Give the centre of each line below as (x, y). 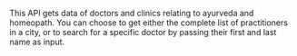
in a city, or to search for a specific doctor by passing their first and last (143, 32)
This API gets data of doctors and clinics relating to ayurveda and (132, 13)
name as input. (37, 42)
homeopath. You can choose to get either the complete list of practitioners (149, 23)
